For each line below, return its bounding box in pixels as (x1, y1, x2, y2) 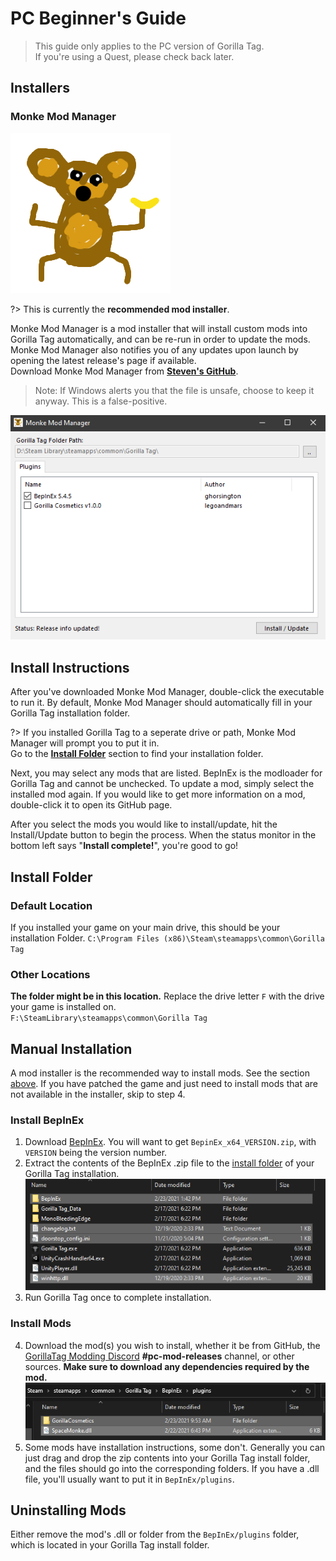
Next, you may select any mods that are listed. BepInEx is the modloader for (10, 767, 323, 779)
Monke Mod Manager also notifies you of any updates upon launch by (10, 343, 299, 356)
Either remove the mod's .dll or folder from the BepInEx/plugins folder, (10, 1528, 300, 1541)
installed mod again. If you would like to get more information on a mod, (10, 788, 306, 801)
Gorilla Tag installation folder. (10, 707, 131, 719)
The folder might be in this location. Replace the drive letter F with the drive (10, 990, 325, 1002)
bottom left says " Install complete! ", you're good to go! (10, 840, 239, 852)
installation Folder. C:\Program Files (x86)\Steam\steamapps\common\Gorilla (10, 932, 325, 944)
